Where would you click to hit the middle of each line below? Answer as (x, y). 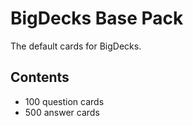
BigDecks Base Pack (97, 18)
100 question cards (64, 101)
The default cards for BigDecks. (76, 46)
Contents (40, 77)
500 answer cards (62, 112)
